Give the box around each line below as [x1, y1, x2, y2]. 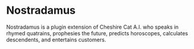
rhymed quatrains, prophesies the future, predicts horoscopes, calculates [6, 29, 188, 36]
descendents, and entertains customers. [6, 36, 106, 43]
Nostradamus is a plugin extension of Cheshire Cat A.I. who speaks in [6, 23, 179, 30]
